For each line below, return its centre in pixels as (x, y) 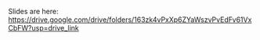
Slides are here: (33, 11)
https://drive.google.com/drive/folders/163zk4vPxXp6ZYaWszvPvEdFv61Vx (130, 20)
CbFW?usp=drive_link (44, 28)
